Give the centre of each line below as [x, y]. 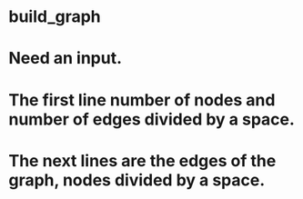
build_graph [55, 17]
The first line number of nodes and [142, 99]
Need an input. [66, 59]
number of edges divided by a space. [151, 119]
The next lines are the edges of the [142, 160]
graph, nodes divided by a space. [137, 180]
